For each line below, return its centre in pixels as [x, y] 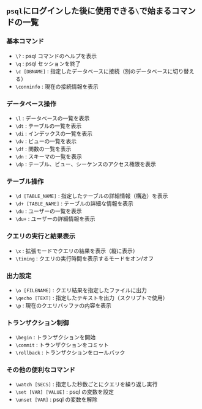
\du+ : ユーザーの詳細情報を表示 [55, 219]
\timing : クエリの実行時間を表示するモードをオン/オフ [84, 258]
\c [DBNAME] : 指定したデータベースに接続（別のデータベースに [94, 71]
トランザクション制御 [38, 323]
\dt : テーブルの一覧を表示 [48, 126]
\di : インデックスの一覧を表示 [54, 133]
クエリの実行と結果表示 [41, 236]
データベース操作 [32, 104]
